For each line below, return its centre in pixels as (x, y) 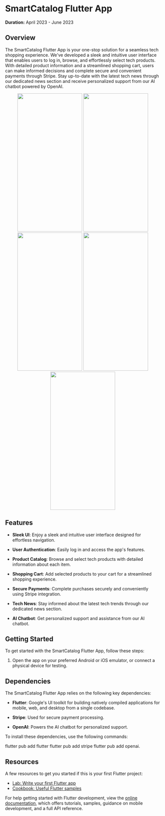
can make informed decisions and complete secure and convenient (73, 71)
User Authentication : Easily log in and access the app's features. (79, 549)
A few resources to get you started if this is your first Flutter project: (74, 774)
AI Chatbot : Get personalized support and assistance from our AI (78, 618)
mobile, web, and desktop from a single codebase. (64, 708)
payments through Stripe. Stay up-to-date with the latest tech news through (82, 76)
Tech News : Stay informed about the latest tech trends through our (80, 603)
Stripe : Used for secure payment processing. (58, 718)
